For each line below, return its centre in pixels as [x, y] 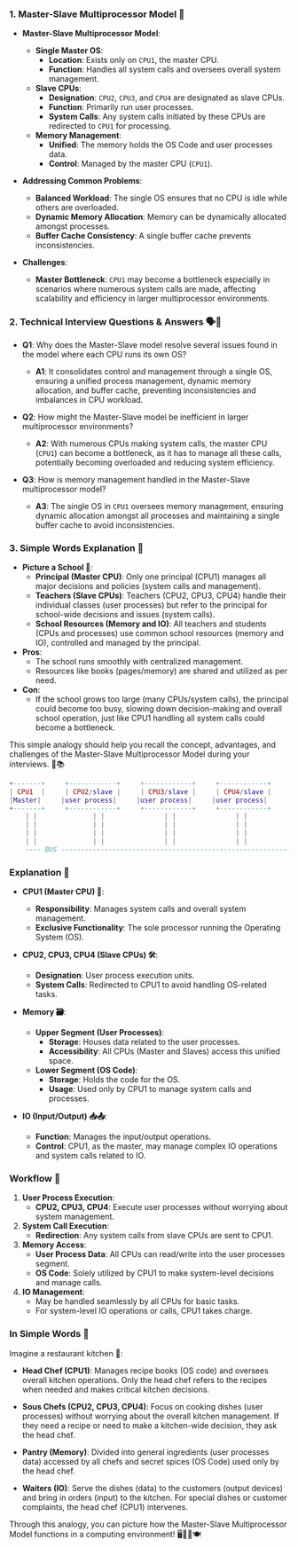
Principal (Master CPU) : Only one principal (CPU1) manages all [151, 577]
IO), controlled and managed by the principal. [118, 642]
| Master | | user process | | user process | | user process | [138, 800]
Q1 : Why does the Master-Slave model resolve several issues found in [149, 344]
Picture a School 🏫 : [57, 567]
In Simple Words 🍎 [49, 1334]
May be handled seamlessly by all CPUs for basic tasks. [137, 1301]
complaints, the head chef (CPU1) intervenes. [105, 1506]
